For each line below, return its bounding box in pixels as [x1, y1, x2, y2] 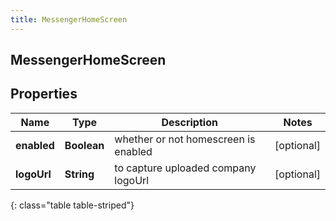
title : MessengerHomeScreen [10, 14, 128, 25]
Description [161, 115, 218, 129]
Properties [10, 86, 78, 103]
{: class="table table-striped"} [10, 199, 135, 211]
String [64, 167, 95, 181]
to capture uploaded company [114, 161, 257, 175]
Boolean [64, 138, 105, 152]
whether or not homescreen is [114, 132, 256, 146]
